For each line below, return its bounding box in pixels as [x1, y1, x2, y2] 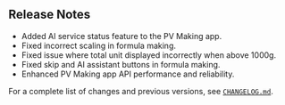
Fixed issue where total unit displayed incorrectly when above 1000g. [21, 49, 277, 61]
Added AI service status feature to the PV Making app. [21, 30, 222, 41]
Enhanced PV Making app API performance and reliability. [21, 69, 235, 79]
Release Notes [8, 7, 91, 22]
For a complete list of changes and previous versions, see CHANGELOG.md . [8, 85, 273, 96]
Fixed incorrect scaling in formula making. [21, 40, 176, 51]
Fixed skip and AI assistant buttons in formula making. [21, 59, 221, 69]
